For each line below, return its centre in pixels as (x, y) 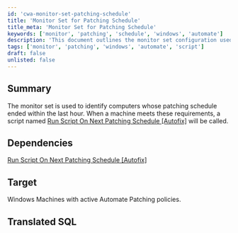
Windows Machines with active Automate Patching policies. (94, 200)
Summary (29, 89)
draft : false (27, 54)
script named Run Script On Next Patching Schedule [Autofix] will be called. (118, 120)
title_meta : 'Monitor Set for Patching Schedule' (82, 27)
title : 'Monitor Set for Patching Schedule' (74, 21)
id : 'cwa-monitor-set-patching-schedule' (69, 14)
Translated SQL (42, 221)
